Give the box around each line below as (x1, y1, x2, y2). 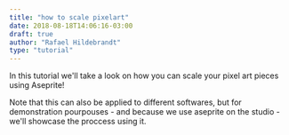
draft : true (9, 29, 53, 38)
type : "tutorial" (9, 46, 74, 55)
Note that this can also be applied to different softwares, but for (9, 97, 242, 107)
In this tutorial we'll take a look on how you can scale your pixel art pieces (9, 70, 279, 81)
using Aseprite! (9, 80, 65, 91)
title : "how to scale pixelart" (9, 12, 129, 22)
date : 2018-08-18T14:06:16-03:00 (9, 21, 133, 30)
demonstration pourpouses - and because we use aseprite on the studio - (9, 107, 280, 117)
